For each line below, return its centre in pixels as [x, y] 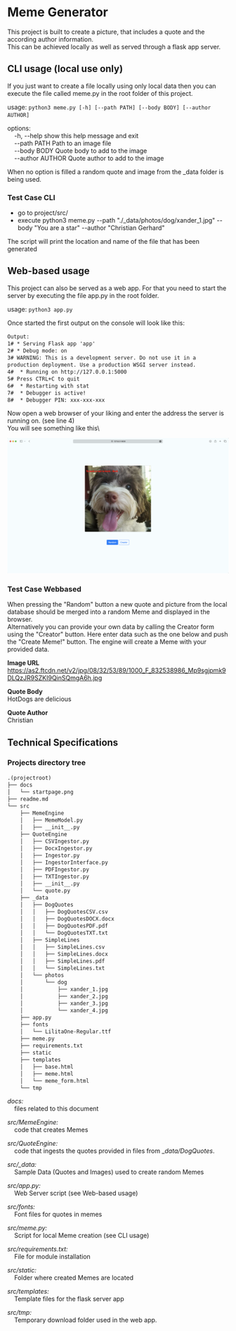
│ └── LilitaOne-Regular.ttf [66, 1032]
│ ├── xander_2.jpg [64, 996]
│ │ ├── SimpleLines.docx [64, 954]
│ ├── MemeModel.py [51, 820]
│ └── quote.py [45, 891]
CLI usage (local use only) [65, 69]
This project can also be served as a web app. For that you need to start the [117, 288]
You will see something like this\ [53, 428]
